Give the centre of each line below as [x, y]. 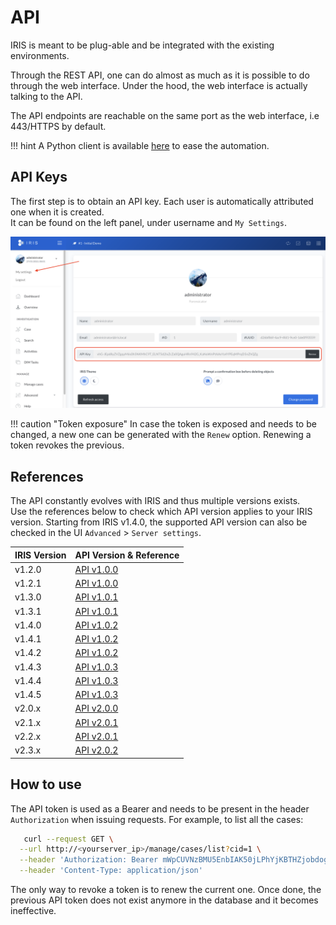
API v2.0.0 [96, 708]
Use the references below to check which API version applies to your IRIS [161, 512]
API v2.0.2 [96, 750]
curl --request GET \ [68, 839]
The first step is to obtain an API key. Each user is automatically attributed [162, 201]
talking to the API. [46, 96]
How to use [46, 784]
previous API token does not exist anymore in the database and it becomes [164, 900]
